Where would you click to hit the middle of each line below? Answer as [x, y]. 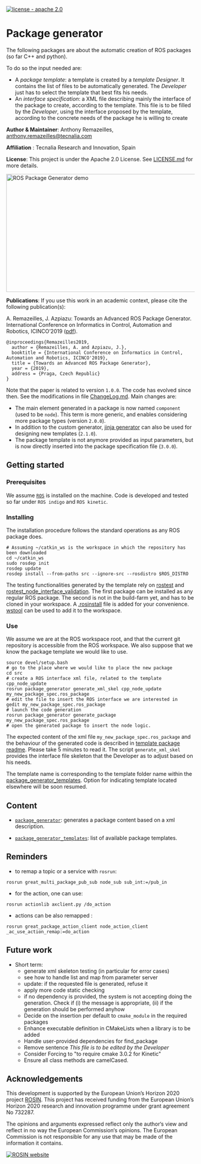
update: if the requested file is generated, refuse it [86, 983]
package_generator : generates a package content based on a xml [95, 820]
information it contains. [35, 1143]
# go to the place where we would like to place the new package [89, 668]
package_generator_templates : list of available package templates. [96, 838]
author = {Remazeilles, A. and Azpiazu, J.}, [69, 347]
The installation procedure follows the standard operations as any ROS [93, 530]
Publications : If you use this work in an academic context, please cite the [97, 300]
